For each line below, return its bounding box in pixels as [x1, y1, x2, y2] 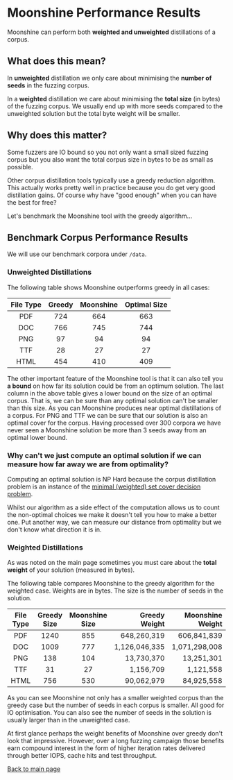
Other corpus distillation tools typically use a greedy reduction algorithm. [7, 176, 216, 185]
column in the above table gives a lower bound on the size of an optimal [7, 389, 213, 397]
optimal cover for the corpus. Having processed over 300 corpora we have [7, 418, 221, 427]
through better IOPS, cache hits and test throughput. [7, 752, 157, 760]
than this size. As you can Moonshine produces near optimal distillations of [7, 404, 222, 412]
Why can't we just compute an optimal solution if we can [7, 450, 202, 460]
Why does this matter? [7, 130, 107, 142]
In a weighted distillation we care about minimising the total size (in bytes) [7, 94, 221, 103]
